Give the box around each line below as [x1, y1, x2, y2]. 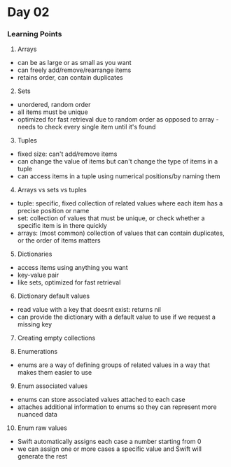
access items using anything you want [17, 264, 128, 272]
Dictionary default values [17, 292, 90, 301]
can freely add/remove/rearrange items [17, 66, 132, 74]
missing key [17, 320, 52, 329]
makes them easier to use [17, 368, 92, 377]
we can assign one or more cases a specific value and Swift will [17, 445, 202, 453]
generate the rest [17, 452, 68, 461]
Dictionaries [17, 250, 52, 259]
